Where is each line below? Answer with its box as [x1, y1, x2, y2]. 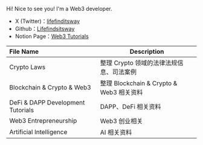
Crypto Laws [9, 63, 46, 71]
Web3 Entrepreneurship [9, 117, 77, 124]
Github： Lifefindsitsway [14, 25, 75, 32]
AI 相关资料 [100, 128, 132, 137]
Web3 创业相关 [100, 117, 143, 125]
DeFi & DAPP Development [9, 98, 85, 106]
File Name [9, 48, 39, 56]
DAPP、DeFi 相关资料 [100, 103, 161, 111]
